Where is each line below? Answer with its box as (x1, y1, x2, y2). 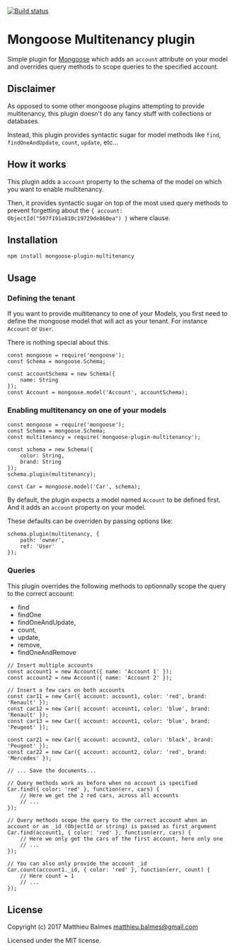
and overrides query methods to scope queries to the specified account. (7, 62, 219, 71)
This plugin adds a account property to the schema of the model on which (7, 177, 222, 185)
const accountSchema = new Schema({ (7, 370, 115, 378)
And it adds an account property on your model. (7, 503, 147, 512)
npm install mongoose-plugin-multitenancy (7, 253, 134, 260)
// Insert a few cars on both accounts (7, 687, 125, 694)
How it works (7, 159, 67, 171)
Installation (7, 234, 58, 246)
